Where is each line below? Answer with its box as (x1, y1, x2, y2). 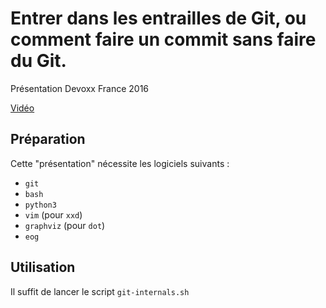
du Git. (10, 50, 67, 72)
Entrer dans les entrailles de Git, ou (10, 7, 307, 30)
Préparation (10, 131, 86, 148)
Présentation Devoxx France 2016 (10, 82, 150, 94)
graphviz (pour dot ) (24, 219, 106, 231)
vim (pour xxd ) (24, 208, 83, 221)
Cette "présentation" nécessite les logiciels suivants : (10, 157, 230, 169)
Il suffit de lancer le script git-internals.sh (10, 285, 190, 297)
